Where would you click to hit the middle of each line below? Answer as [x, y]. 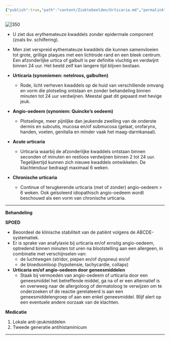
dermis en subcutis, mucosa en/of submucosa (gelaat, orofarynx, [88, 126]
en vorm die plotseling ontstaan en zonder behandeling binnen [85, 90]
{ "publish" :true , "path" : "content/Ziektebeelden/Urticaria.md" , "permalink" [86, 10]
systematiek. [26, 237]
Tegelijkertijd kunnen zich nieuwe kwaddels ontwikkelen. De [83, 162]
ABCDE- [145, 232]
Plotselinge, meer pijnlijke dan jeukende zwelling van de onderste [88, 121]
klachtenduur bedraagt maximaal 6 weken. [65, 167]
